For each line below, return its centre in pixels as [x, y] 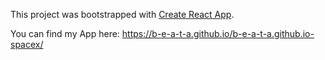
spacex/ [27, 44]
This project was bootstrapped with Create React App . [122, 14]
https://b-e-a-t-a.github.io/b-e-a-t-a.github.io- [218, 33]
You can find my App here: [65, 33]
